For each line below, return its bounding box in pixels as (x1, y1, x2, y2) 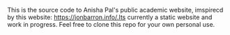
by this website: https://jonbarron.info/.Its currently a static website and (7, 13, 213, 21)
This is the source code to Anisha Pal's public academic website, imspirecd (7, 6, 224, 14)
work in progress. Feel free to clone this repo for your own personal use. (7, 21, 215, 28)
